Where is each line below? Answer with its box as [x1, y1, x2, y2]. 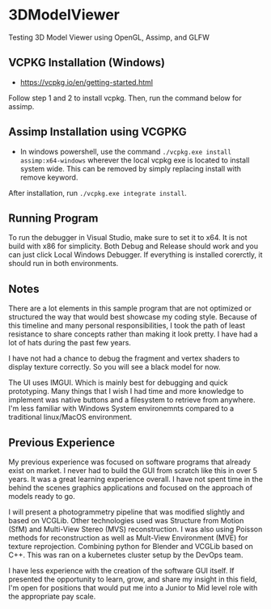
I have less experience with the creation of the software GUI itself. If [8, 566, 235, 575]
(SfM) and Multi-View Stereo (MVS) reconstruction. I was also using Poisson [8, 524, 263, 534]
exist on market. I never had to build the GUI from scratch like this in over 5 [8, 466, 257, 475]
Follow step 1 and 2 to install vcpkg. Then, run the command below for [8, 93, 242, 103]
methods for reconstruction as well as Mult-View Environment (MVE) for [8, 533, 248, 543]
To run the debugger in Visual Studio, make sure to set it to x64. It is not [8, 233, 248, 243]
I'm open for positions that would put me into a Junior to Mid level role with [8, 583, 258, 592]
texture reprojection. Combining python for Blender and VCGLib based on [8, 542, 253, 551]
